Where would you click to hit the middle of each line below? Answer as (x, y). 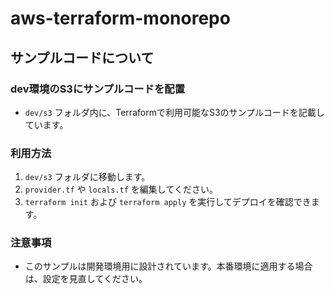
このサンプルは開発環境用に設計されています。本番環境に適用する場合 (168, 266)
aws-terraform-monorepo (120, 18)
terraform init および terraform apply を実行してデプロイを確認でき (168, 202)
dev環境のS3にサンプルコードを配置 (98, 89)
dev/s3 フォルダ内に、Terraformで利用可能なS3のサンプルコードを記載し (174, 112)
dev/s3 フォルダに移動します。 (87, 177)
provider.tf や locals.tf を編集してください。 (121, 189)
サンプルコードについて (82, 57)
